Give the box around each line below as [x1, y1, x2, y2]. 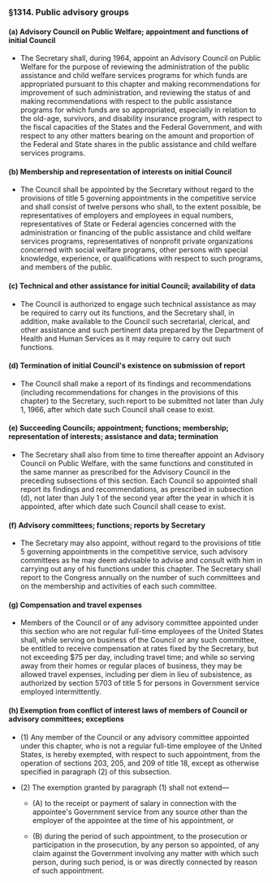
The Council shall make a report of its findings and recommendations [19, 378, 252, 388]
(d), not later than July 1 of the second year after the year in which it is [19, 493, 255, 502]
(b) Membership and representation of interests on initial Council [8, 166, 232, 176]
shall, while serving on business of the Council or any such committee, [19, 635, 257, 645]
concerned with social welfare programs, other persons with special [19, 245, 248, 255]
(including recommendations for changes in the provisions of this [19, 387, 239, 397]
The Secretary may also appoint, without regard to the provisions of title [19, 538, 261, 548]
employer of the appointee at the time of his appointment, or [32, 815, 235, 825]
